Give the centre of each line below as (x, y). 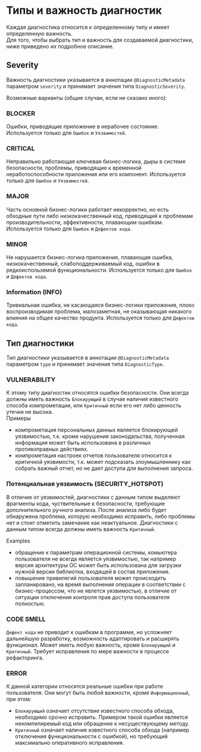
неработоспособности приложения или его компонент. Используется (96, 174)
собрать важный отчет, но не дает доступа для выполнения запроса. (104, 468)
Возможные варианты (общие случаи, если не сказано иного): (87, 97)
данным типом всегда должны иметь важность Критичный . (81, 529)
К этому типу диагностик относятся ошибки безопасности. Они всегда (97, 393)
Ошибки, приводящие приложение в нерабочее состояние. (82, 126)
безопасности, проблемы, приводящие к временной (74, 168)
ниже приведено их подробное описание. (60, 46)
